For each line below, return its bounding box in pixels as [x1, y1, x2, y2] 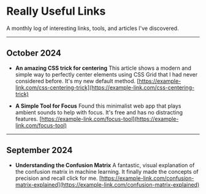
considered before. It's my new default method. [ [15, 77, 139, 84]
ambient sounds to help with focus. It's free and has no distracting [15, 108, 183, 116]
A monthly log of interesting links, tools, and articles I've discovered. [6, 24, 179, 32]
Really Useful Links [6, 4, 106, 18]
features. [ [15, 115, 42, 122]
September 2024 [6, 145, 73, 155]
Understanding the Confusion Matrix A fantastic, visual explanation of [15, 161, 195, 169]
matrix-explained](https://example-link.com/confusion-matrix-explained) [15, 181, 200, 188]
